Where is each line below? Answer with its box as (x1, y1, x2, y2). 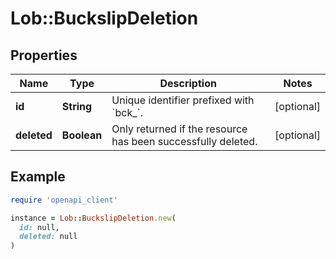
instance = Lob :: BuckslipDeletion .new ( (10, 213, 177, 223)
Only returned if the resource (111, 122, 248, 136)
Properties (10, 47, 78, 64)
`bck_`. (111, 106, 143, 119)
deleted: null (19, 232, 78, 242)
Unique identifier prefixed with (111, 93, 255, 107)
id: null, (19, 222, 60, 232)
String (61, 100, 93, 113)
